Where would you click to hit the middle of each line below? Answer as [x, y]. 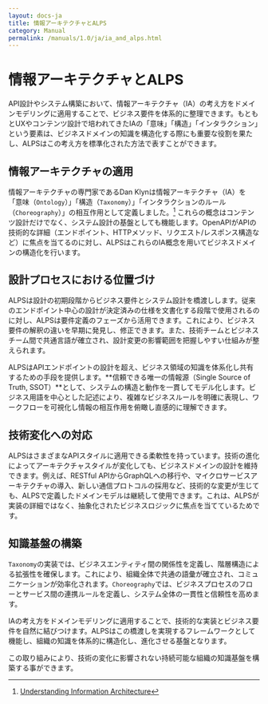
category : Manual [37, 30]
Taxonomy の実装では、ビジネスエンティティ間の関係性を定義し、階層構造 [127, 564]
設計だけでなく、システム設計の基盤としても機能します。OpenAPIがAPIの [136, 222]
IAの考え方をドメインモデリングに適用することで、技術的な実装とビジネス [130, 621]
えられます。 [29, 350]
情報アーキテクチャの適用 [71, 171]
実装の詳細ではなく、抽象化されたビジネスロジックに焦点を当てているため [130, 506]
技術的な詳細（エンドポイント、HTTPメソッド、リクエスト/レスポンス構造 [130, 232]
